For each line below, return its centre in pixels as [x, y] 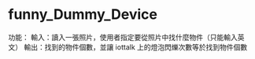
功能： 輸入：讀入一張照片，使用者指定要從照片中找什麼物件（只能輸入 [123, 37]
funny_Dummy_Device [83, 15]
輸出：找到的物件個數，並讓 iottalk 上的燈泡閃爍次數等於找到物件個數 [135, 47]
